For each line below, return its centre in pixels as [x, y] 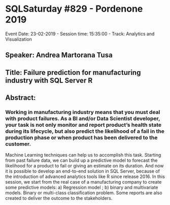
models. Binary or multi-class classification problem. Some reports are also [84, 193]
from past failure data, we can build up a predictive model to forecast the [81, 160]
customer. [18, 144]
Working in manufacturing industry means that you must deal [83, 112]
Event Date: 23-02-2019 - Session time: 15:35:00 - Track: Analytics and [80, 34]
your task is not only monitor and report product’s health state [83, 125]
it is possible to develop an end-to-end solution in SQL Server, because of [82, 171]
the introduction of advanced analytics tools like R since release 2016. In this [85, 177]
